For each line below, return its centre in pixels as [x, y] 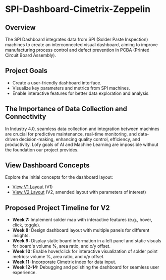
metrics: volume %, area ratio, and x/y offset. [58, 257]
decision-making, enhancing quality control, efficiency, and [80, 139]
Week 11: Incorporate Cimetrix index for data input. [64, 262]
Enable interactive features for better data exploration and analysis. [81, 93]
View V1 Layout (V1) [32, 187]
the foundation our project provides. [42, 149]
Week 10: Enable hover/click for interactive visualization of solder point [85, 251]
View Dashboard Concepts [48, 166]
